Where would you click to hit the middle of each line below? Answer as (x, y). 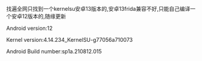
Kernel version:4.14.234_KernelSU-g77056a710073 (70, 40)
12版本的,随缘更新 (44, 16)
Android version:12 (30, 28)
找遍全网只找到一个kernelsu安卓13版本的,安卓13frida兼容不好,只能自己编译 (98, 9)
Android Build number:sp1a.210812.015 (54, 51)
